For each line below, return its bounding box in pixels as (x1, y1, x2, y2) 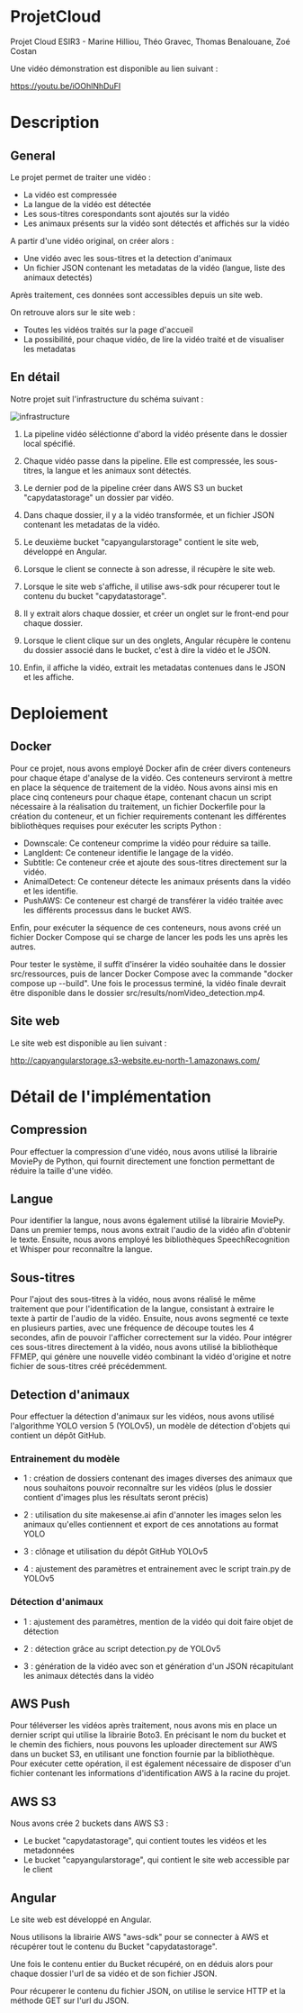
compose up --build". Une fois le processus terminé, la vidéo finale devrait (10, 977, 287, 988)
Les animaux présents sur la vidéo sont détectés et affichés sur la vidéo (22, 218, 290, 229)
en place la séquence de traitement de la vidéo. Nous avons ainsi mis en (10, 782, 278, 793)
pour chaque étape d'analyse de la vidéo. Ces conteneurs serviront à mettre (10, 772, 293, 783)
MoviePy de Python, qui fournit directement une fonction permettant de (10, 1156, 275, 1166)
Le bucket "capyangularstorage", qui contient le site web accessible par (22, 1854, 290, 1865)
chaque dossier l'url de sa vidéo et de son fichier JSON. (10, 1968, 218, 1979)
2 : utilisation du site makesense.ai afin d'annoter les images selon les (22, 1510, 282, 1520)
